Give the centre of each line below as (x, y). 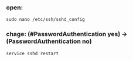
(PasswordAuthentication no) (49, 41)
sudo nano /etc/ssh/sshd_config (45, 20)
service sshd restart (33, 53)
